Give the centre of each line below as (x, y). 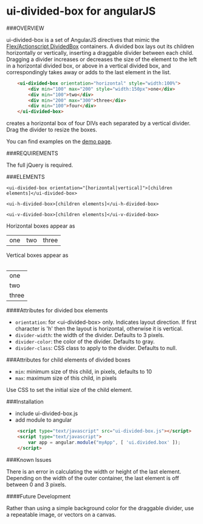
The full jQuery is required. (40, 165)
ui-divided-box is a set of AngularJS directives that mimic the (83, 40)
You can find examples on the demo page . (59, 142)
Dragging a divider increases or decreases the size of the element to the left (102, 59)
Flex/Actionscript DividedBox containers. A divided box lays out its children (100, 46)
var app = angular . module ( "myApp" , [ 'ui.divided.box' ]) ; (105, 442)
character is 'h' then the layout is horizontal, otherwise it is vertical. (99, 329)
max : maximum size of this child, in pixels (66, 378)
